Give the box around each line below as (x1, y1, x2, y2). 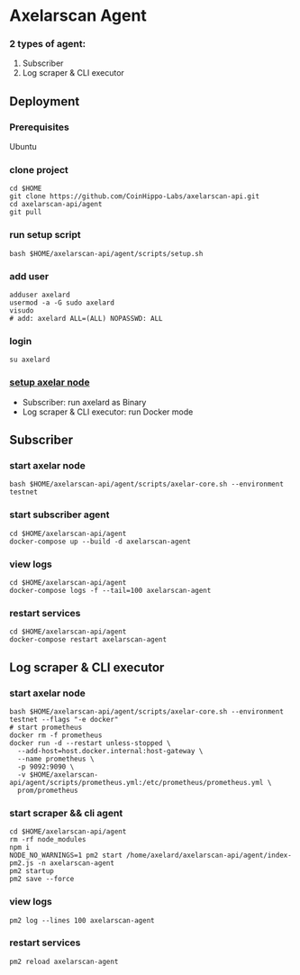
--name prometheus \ (17, 754, 95, 763)
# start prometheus (9, 723, 83, 732)
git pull (9, 208, 42, 217)
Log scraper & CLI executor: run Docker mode (22, 406, 194, 417)
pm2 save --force (9, 875, 75, 884)
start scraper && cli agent (9, 806, 123, 819)
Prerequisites (9, 121, 69, 133)
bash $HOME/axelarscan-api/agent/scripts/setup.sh (9, 249, 204, 258)
